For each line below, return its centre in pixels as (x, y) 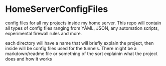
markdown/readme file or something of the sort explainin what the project (81, 54)
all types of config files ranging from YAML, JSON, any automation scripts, (82, 28)
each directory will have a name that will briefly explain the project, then (79, 43)
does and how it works (29, 59)
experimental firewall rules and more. (44, 33)
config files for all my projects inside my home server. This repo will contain (83, 23)
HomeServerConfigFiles (57, 9)
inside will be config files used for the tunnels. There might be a (71, 48)
